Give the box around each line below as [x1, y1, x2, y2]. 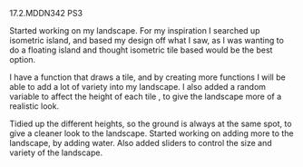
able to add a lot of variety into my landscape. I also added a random [9, 82, 266, 92]
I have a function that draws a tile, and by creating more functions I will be [9, 72, 286, 83]
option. [9, 54, 36, 64]
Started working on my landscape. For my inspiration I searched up [9, 25, 260, 35]
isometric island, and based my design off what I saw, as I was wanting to [9, 35, 284, 45]
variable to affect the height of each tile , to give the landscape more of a [9, 91, 282, 102]
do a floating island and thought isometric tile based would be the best [9, 44, 273, 55]
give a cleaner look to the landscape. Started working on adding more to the [9, 128, 294, 139]
